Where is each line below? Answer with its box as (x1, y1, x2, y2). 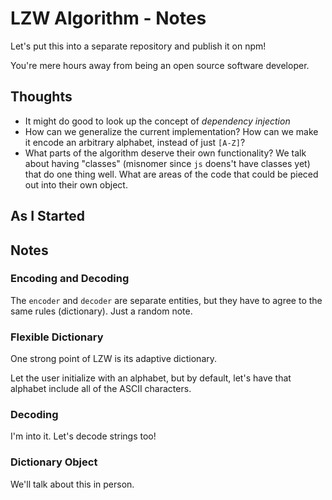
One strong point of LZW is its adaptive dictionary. (10, 353, 218, 365)
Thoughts (10, 88, 73, 106)
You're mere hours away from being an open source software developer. (10, 59, 310, 71)
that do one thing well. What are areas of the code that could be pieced (24, 168, 319, 180)
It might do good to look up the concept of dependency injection (24, 115, 291, 127)
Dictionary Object (10, 455, 98, 469)
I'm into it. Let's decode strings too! (10, 430, 157, 442)
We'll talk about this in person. (10, 478, 135, 490)
